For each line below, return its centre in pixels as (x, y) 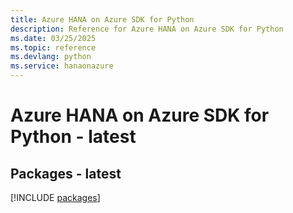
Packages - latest (66, 173)
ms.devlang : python (51, 57)
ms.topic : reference (53, 47)
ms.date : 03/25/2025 (53, 38)
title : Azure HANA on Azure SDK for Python (102, 19)
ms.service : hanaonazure (62, 66)
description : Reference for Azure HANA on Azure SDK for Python (147, 29)
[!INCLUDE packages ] (55, 197)
